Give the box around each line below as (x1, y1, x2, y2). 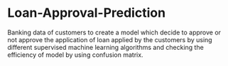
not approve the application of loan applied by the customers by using (7, 35, 212, 44)
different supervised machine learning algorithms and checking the (7, 43, 204, 51)
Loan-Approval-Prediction (7, 5, 165, 21)
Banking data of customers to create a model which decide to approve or (7, 28, 222, 37)
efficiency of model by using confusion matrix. (7, 51, 143, 59)
